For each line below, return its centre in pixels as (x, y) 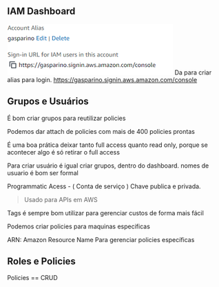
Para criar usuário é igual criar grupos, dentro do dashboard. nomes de (108, 166)
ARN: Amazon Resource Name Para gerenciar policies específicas (101, 239)
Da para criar (193, 72)
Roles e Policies (41, 261)
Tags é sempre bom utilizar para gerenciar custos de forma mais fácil (106, 212)
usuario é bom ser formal (43, 172)
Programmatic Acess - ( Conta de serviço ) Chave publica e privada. (104, 186)
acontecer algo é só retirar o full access (64, 152)
